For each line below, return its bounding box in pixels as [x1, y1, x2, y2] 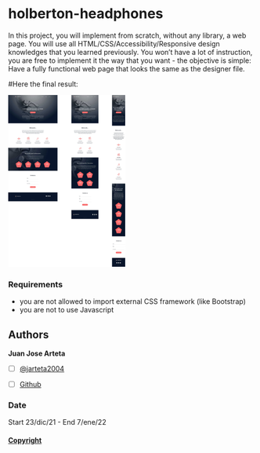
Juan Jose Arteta [8, 349, 66, 358]
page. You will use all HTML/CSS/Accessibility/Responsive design [8, 38, 221, 48]
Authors [8, 327, 49, 342]
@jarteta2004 [19, 364, 65, 374]
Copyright [8, 436, 42, 445]
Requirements [8, 279, 63, 290]
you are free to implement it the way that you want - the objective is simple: [8, 56, 252, 65]
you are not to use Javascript [19, 305, 114, 315]
